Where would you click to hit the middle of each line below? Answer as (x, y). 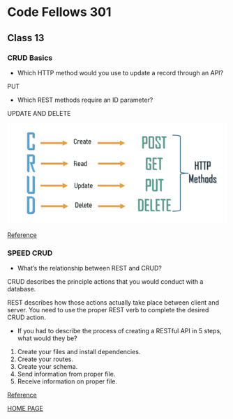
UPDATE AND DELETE (39, 113)
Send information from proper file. (66, 374)
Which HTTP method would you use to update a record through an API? (120, 73)
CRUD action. (27, 317)
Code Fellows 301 (59, 12)
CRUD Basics (30, 58)
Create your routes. (45, 359)
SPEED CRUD (30, 253)
